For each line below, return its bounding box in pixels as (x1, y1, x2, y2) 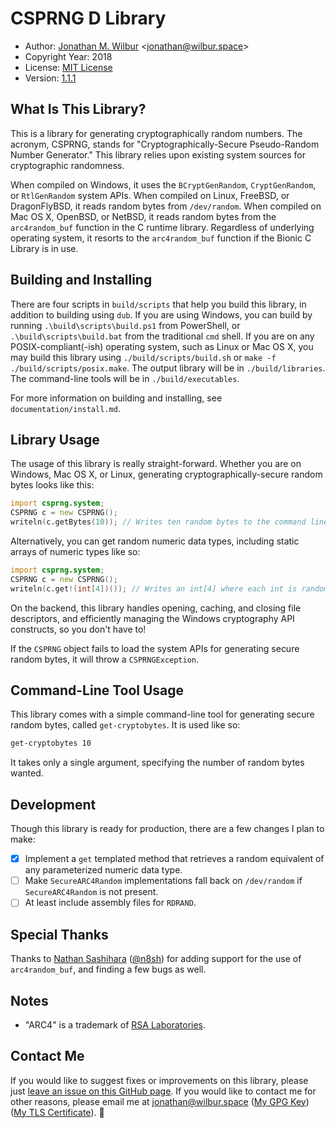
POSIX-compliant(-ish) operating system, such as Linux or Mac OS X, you (10, 340, 314, 352)
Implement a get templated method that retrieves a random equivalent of (24, 853, 325, 865)
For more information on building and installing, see (10, 392, 223, 404)
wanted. (10, 767, 44, 779)
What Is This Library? (10, 101, 147, 118)
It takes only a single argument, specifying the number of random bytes (10, 757, 305, 769)
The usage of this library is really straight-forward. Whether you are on (10, 458, 302, 470)
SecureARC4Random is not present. (24, 886, 159, 898)
